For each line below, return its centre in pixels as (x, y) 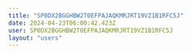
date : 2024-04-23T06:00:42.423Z (62, 23)
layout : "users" (35, 38)
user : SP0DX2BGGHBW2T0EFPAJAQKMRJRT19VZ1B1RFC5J (91, 30)
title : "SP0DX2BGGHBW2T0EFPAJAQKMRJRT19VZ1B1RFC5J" (96, 15)
